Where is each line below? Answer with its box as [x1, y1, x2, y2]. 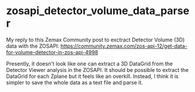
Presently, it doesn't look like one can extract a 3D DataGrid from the [6, 60, 173, 67]
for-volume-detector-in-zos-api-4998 [6, 48, 98, 55]
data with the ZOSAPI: [6, 42, 60, 50]
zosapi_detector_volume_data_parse [6, 4, 190, 18]
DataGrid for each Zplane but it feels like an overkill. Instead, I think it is [6, 73, 179, 80]
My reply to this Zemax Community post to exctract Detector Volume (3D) [6, 36, 185, 43]
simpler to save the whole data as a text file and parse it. [6, 78, 143, 86]
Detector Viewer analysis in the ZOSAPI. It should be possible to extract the [6, 66, 189, 73]
